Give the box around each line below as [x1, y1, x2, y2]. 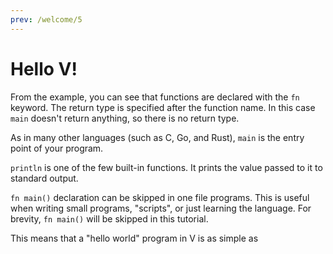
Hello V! [10, 57, 78, 80]
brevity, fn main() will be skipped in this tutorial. [10, 212, 209, 225]
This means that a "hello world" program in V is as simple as [10, 232, 259, 244]
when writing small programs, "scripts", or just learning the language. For [10, 202, 312, 214]
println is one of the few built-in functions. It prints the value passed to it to [10, 161, 323, 173]
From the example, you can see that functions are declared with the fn [10, 91, 300, 103]
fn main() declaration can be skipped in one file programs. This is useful [10, 191, 310, 203]
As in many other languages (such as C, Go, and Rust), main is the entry [10, 131, 305, 143]
